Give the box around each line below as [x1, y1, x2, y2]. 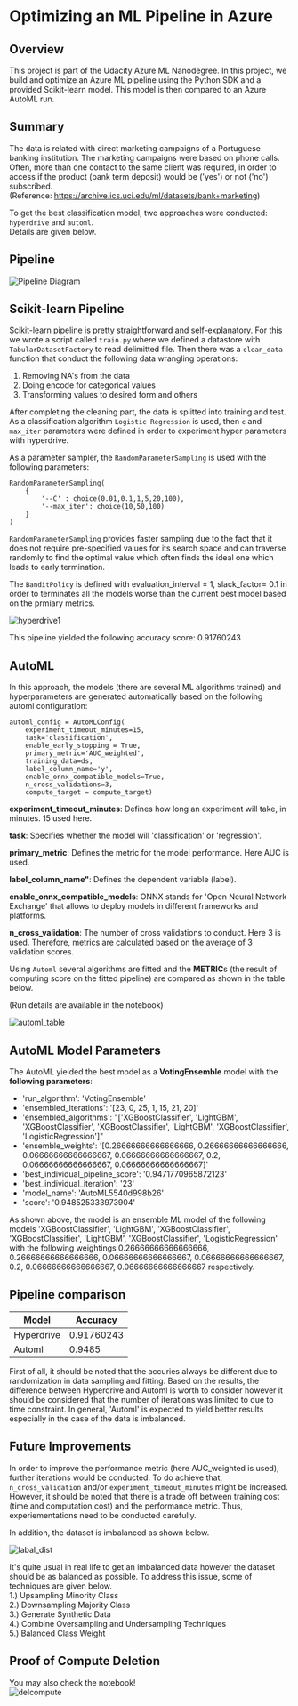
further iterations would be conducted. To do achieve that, [9, 1472, 223, 1483]
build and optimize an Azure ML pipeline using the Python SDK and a [9, 75, 262, 85]
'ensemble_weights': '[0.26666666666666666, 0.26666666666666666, [21, 1140, 289, 1151]
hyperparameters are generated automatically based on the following [9, 691, 263, 702]
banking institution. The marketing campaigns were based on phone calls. [9, 152, 280, 163]
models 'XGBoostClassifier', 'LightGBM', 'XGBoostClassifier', [9, 1224, 231, 1235]
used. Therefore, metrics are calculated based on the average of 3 [9, 937, 254, 948]
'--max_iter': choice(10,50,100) [41, 503, 165, 511]
